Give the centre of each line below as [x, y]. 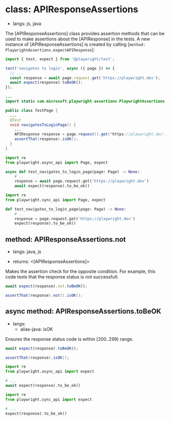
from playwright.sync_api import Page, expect [55, 200]
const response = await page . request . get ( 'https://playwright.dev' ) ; [85, 78]
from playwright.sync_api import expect [49, 400]
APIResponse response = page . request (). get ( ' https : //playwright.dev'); [92, 134]
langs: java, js [27, 252]
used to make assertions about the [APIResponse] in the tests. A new [78, 39]
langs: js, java [27, 24]
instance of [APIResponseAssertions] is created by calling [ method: [76, 44]
